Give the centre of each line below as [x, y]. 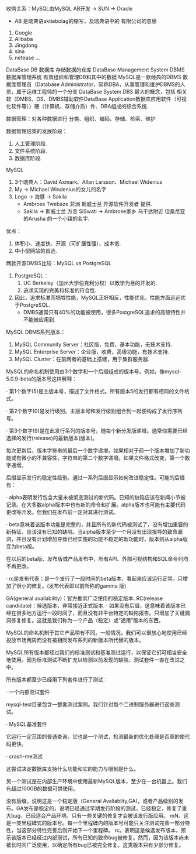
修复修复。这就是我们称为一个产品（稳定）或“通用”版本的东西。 [87, 620]
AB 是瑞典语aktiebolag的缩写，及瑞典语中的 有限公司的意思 [85, 21]
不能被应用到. [39, 320]
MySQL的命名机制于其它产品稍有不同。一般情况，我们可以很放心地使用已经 [97, 633]
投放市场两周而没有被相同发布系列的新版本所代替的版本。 [75, 640]
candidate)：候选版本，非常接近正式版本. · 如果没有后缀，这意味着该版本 [93, 606]
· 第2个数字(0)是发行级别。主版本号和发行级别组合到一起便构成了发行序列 [94, 411]
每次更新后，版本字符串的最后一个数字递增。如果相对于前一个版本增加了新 [95, 450]
